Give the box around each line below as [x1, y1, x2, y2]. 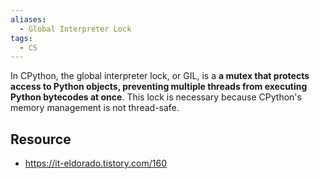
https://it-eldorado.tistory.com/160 [24, 157, 167, 170]
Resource [10, 131, 72, 148]
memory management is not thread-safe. [10, 102, 180, 114]
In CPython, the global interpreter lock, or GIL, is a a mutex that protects [10, 70, 310, 82]
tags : [10, 33, 33, 43]
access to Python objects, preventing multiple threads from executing [10, 81, 308, 93]
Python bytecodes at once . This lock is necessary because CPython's [10, 91, 302, 103]
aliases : [10, 14, 47, 25]
